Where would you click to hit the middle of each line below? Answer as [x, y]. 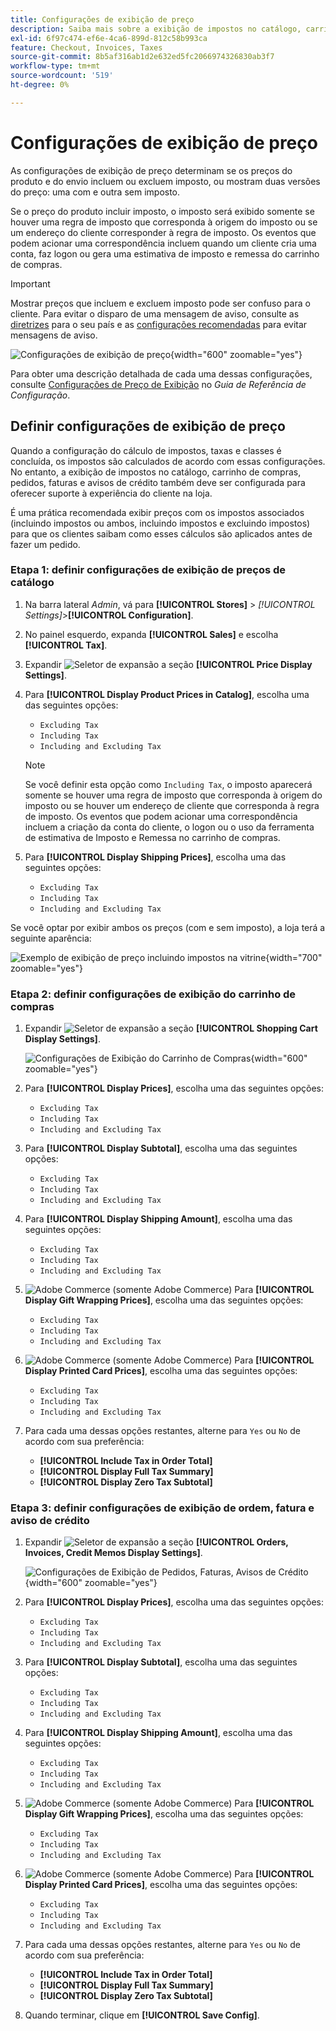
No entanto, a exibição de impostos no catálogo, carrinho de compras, [156, 472]
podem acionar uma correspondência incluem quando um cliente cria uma [163, 243]
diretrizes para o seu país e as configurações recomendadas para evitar [159, 324]
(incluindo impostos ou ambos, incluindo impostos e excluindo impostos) [160, 523]
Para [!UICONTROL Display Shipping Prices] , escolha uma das [155, 857]
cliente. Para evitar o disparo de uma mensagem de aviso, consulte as [155, 313]
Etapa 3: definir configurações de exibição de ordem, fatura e [162, 1508]
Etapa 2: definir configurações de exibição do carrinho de [153, 994]
